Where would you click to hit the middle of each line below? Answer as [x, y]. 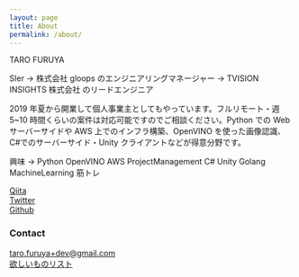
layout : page [34, 18]
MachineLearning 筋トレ [55, 173]
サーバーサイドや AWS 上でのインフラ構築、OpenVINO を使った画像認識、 [148, 131]
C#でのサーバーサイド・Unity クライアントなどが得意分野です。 [127, 143]
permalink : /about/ [46, 34]
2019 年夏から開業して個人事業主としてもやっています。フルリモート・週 [145, 109]
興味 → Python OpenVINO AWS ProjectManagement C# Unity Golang [137, 162]
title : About [34, 26]
